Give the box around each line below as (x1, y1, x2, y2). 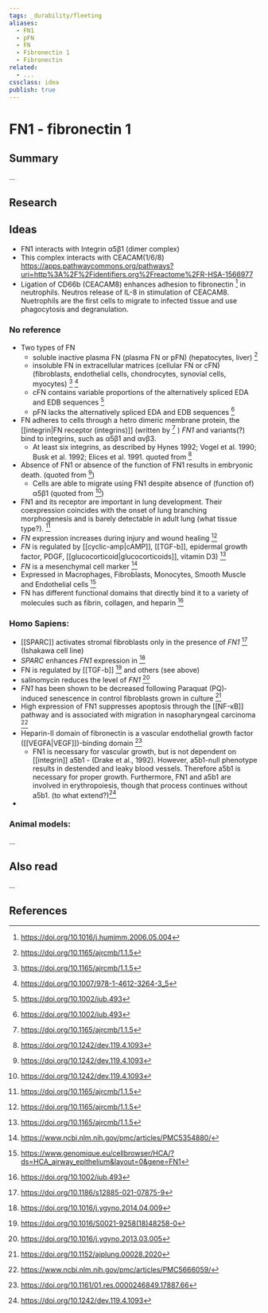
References (9, 904, 68, 917)
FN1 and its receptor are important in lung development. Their (20, 497, 223, 506)
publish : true (9, 85, 56, 94)
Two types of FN (20, 342, 76, 352)
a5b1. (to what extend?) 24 (32, 789, 117, 800)
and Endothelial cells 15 (20, 578, 97, 589)
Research (9, 196, 58, 209)
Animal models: (9, 819, 71, 830)
